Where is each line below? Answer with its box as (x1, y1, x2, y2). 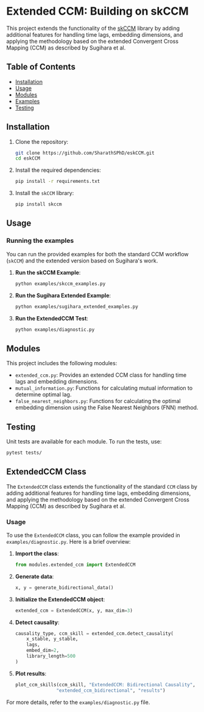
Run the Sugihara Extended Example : (15, 292, 111, 299)
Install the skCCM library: (15, 190, 74, 197)
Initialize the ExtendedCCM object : (15, 595, 105, 603)
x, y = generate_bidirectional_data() (15, 584, 114, 591)
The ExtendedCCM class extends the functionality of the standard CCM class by (6, 483, 198, 490)
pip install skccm (15, 201, 62, 207)
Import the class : (15, 549, 59, 557)
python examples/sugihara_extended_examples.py (15, 303, 138, 310)
